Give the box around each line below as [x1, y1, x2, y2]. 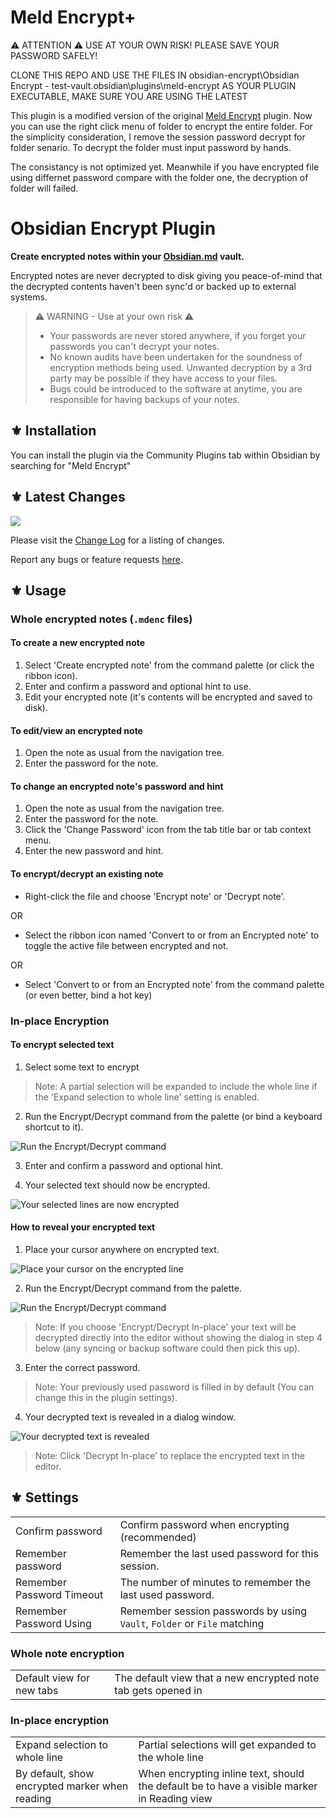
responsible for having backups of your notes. [49, 393, 240, 405]
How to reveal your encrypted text [10, 1221, 156, 1233]
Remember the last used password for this [119, 1546, 319, 1560]
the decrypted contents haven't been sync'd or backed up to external [10, 280, 297, 292]
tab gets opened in [114, 1684, 203, 1698]
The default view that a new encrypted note [114, 1671, 320, 1685]
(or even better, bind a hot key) [24, 989, 153, 1001]
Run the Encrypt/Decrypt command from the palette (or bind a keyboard [24, 1110, 323, 1122]
